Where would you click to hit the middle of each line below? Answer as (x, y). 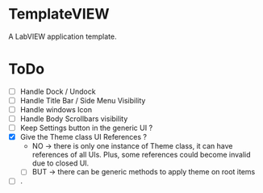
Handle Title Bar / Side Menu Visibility (83, 100)
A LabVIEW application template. (63, 36)
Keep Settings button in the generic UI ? (86, 128)
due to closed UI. (61, 163)
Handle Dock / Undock (58, 91)
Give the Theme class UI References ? (83, 137)
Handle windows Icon (56, 109)
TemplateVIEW (59, 14)
